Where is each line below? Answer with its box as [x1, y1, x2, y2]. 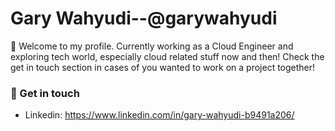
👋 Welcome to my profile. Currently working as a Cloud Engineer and [10, 40, 294, 52]
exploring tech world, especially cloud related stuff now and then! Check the [10, 50, 325, 62]
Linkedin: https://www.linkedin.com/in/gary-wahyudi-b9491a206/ [24, 109, 295, 121]
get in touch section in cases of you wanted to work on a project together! [10, 61, 316, 73]
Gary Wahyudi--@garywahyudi [10, 7, 278, 30]
